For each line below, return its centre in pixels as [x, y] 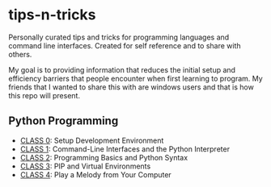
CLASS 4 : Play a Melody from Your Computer [95, 174]
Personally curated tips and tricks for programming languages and [119, 37]
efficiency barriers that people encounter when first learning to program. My [135, 78]
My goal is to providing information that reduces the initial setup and [122, 69]
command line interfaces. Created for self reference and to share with [125, 45]
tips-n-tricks [52, 15]
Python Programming [64, 121]
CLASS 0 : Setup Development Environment [92, 140]
